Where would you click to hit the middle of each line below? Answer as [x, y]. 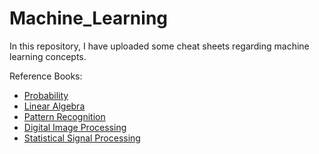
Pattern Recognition [64, 116]
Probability [46, 95]
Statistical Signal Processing [82, 138]
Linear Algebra [54, 106]
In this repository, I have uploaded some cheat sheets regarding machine [159, 46]
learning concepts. [48, 56]
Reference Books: [46, 76]
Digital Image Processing [75, 127]
